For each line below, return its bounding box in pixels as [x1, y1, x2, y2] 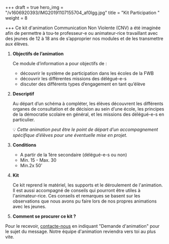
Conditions [12, 142, 37, 148]
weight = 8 [5, 15, 28, 21]
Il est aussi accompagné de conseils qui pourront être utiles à [12, 187, 141, 193]
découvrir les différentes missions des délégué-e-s [20, 76, 127, 81]
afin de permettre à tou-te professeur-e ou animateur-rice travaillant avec [5, 30, 158, 36]
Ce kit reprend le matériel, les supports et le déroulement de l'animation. [12, 182, 163, 188]
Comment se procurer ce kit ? [12, 213, 76, 219]
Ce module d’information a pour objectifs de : [12, 61, 107, 66]
